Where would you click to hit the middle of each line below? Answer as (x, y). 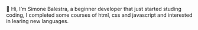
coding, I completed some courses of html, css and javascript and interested (99, 15)
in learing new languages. (38, 21)
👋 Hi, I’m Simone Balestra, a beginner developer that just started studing (94, 9)
